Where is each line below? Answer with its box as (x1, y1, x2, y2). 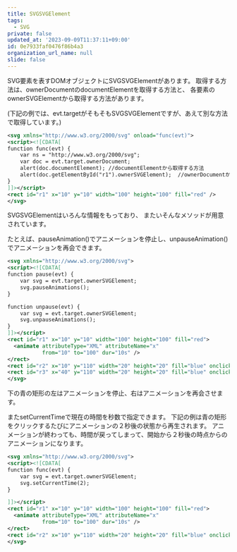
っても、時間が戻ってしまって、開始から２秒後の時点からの (56, 431, 228, 439)
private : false (7, 30, 52, 37)
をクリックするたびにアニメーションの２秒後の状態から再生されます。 (7, 422, 211, 430)
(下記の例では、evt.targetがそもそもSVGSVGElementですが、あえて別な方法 (7, 109, 228, 117)
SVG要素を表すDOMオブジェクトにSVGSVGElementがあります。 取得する (7, 76, 221, 85)
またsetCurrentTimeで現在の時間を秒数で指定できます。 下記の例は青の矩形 (7, 413, 227, 422)
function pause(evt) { (7, 271, 74, 278)
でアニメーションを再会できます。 (7, 244, 106, 252)
